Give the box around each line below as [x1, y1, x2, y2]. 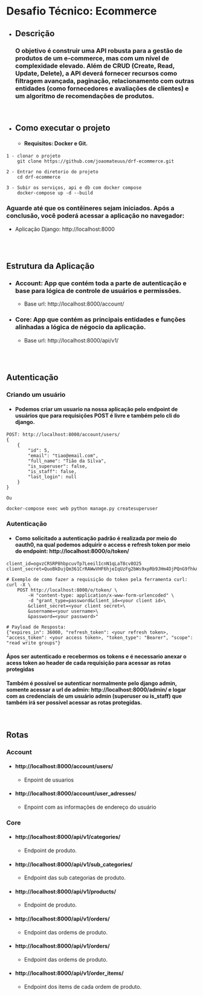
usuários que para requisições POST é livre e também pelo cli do [14, 412, 180, 419]
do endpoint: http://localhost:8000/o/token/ [14, 547, 130, 554]
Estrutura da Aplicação [6, 261, 95, 271]
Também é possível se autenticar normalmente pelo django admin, [6, 680, 177, 687]
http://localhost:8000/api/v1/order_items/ [14, 969, 124, 977]
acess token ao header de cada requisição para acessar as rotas [6, 659, 171, 666]
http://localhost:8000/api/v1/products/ [14, 888, 117, 895]
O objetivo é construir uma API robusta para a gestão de [14, 47, 183, 55]
